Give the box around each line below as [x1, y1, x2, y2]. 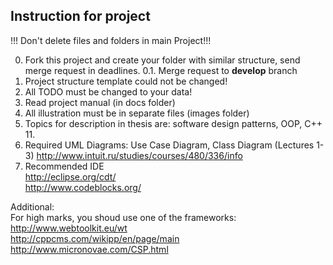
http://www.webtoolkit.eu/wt [10, 222, 128, 234]
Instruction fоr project [10, 8, 151, 25]
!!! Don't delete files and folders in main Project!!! [10, 34, 212, 46]
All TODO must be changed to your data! [24, 85, 193, 98]
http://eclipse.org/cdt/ [24, 170, 117, 183]
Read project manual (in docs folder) [24, 96, 176, 108]
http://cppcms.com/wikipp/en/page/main [10, 232, 180, 244]
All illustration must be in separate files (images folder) [24, 107, 250, 119]
